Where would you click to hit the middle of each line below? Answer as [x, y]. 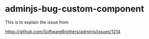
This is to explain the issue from [37, 22]
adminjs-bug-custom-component [74, 9]
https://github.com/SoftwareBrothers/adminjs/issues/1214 [63, 31]
